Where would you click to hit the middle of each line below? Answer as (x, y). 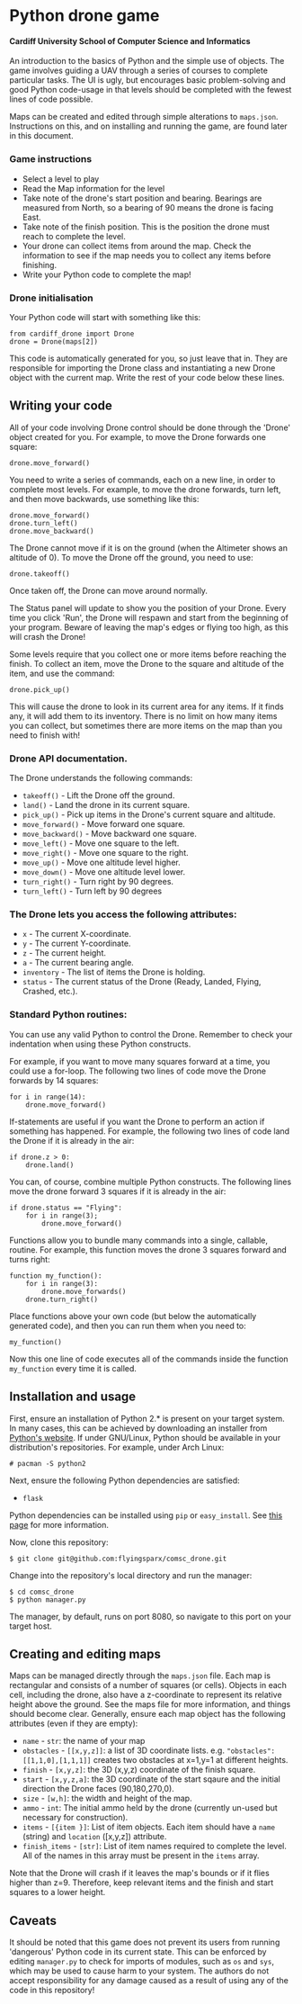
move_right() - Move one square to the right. (105, 853)
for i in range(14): (48, 1097)
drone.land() (50, 1165)
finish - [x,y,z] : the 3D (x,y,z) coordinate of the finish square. (139, 1770)
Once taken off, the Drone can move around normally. (109, 590)
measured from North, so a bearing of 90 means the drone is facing (148, 207)
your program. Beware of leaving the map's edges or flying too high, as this (149, 627)
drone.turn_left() (44, 523)
